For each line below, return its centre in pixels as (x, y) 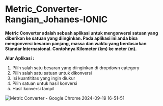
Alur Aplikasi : (20, 58)
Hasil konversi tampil (33, 88)
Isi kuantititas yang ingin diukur (43, 78)
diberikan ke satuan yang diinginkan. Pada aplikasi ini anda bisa (71, 38)
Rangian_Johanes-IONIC (56, 19)
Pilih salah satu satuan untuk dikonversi (52, 73)
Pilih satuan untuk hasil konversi (45, 83)
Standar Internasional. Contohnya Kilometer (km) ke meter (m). (71, 49)
